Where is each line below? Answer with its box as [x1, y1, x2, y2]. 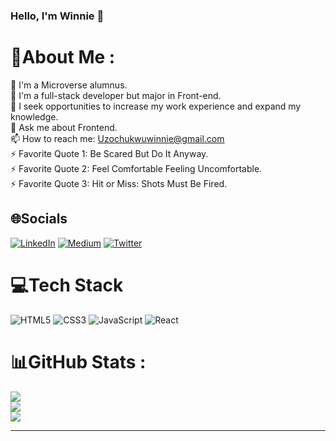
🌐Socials [10, 210, 68, 228]
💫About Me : [10, 46, 116, 69]
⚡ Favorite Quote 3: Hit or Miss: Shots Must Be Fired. [10, 177, 228, 189]
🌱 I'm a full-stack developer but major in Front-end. [10, 89, 222, 101]
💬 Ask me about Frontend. [10, 121, 118, 133]
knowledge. [10, 110, 59, 123]
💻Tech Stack [10, 274, 124, 296]
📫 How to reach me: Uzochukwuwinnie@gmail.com [10, 132, 225, 144]
